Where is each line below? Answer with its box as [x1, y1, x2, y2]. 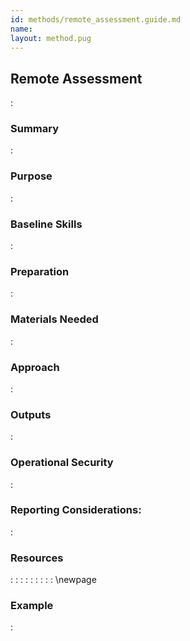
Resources [10, 551, 64, 565]
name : [10, 24, 33, 34]
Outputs [10, 407, 52, 421]
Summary [10, 122, 60, 136]
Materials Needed [10, 312, 99, 326]
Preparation [10, 265, 70, 278]
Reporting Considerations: [10, 503, 142, 517]
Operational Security [10, 456, 114, 470]
